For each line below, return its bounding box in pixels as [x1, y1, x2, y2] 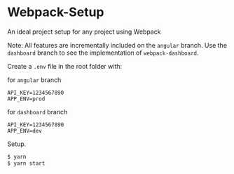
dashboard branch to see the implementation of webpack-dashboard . [7, 48, 199, 57]
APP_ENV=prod [7, 95, 46, 102]
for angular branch [7, 75, 62, 84]
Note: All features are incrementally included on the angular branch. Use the [7, 41, 228, 49]
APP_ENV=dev [7, 127, 42, 134]
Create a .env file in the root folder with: [7, 62, 123, 70]
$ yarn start [7, 159, 46, 167]
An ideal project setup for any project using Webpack [7, 27, 161, 36]
